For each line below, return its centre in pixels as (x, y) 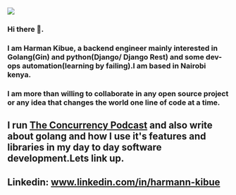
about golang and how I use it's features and (107, 137)
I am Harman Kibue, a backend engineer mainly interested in (113, 48)
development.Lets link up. (66, 159)
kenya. (19, 74)
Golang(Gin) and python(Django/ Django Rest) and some (106, 57)
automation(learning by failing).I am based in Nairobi (114, 66)
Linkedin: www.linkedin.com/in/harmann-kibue (114, 183)
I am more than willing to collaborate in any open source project (118, 93)
